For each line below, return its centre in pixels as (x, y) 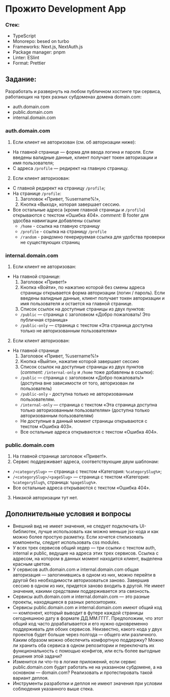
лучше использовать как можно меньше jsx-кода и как (98, 531)
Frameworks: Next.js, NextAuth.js (48, 47)
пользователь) (36, 388)
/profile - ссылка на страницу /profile (63, 231)
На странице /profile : (37, 193)
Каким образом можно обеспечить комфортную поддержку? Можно (88, 640)
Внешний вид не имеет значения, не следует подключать (76, 526)
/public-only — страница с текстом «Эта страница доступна (86, 325)
